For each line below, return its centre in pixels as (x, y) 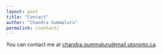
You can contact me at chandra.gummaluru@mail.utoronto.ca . (82, 45)
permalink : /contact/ (33, 28)
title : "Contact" (27, 17)
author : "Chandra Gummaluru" (42, 22)
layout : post (22, 11)
